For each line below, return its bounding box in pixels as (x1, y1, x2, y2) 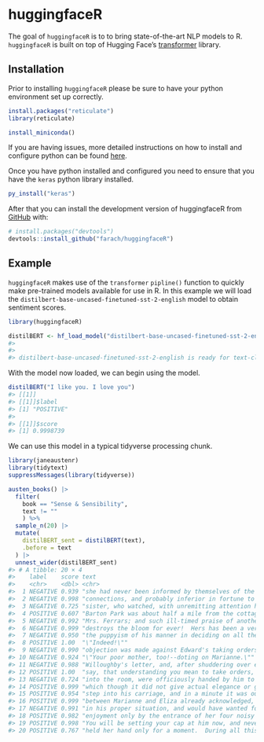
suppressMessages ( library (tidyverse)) (8, 472, 135, 479)
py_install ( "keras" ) (8, 190, 76, 198)
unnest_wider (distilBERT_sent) (15, 558, 118, 567)
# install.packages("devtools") (8, 228, 114, 236)
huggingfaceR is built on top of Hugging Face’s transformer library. (8, 39, 222, 49)
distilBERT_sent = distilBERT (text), (22, 537, 146, 545)
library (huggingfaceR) (8, 318, 82, 325)
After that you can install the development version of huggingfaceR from (8, 204, 242, 214)
